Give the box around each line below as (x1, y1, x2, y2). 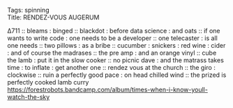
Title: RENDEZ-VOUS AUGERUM (7, 13, 100, 21)
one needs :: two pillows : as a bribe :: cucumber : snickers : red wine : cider (7, 42, 226, 49)
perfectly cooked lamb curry (7, 78, 89, 86)
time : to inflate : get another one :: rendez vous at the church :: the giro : (7, 64, 216, 71)
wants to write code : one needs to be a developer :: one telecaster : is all (7, 34, 218, 42)
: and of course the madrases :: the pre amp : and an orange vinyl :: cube (7, 48, 217, 57)
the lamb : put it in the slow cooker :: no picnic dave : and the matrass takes (7, 56, 225, 64)
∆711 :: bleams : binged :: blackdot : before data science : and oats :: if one (7, 27, 220, 35)
